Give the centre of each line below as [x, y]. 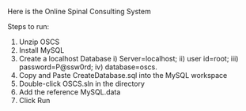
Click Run [34, 100]
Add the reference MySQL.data [70, 92]
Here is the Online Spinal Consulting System [79, 11]
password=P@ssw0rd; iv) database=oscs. [88, 67]
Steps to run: [28, 26]
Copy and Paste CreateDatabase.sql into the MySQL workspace [123, 75]
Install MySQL [42, 50]
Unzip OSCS [39, 42]
